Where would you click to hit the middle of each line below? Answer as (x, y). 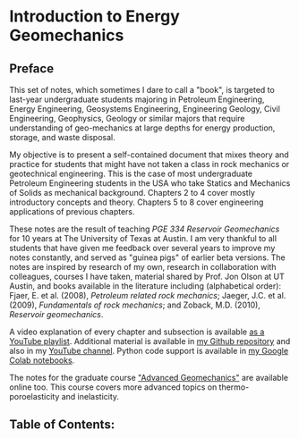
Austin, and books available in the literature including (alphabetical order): (145, 286)
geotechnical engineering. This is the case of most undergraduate (131, 173)
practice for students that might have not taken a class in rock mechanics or (149, 164)
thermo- (234, 387)
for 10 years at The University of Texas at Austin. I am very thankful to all (143, 238)
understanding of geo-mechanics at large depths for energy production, (142, 128)
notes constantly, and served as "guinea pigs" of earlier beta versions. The (147, 257)
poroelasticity (34, 396)
